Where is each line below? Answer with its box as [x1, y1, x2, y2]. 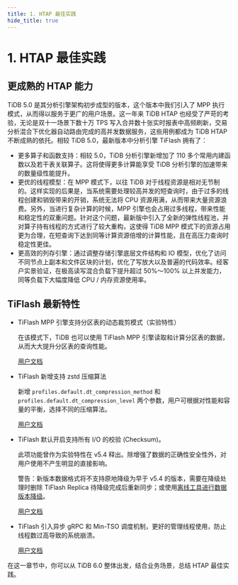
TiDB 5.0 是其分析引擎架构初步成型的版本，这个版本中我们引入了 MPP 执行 [7, 100, 225, 109]
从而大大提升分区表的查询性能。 [17, 342, 111, 351]
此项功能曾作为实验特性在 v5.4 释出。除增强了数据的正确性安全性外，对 [17, 450, 227, 459]
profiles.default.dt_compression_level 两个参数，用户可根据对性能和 [17, 396, 225, 405]
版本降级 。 [17, 492, 50, 501]
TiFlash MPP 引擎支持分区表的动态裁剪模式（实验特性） [17, 318, 181, 327]
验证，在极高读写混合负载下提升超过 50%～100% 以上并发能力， [36, 266, 225, 275]
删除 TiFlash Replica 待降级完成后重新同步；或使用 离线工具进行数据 [30, 483, 227, 492]
